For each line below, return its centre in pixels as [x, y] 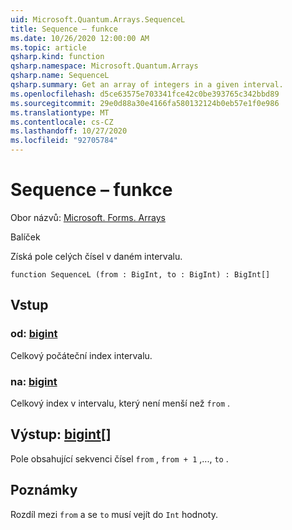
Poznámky [44, 490]
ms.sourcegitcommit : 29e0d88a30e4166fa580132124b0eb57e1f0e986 [145, 103]
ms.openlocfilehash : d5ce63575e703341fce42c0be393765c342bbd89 [145, 94]
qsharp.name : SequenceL [60, 76]
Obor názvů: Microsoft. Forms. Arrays [88, 217]
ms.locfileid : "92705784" [64, 141]
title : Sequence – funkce [64, 29]
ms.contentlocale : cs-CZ [62, 122]
